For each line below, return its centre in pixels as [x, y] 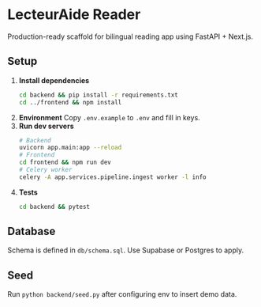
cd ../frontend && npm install [70, 102]
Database [32, 231]
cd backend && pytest [54, 207]
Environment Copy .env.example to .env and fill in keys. [109, 117]
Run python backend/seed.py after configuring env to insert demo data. [122, 294]
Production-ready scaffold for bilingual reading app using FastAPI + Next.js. [130, 36]
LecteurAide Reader [74, 15]
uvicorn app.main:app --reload [70, 148]
